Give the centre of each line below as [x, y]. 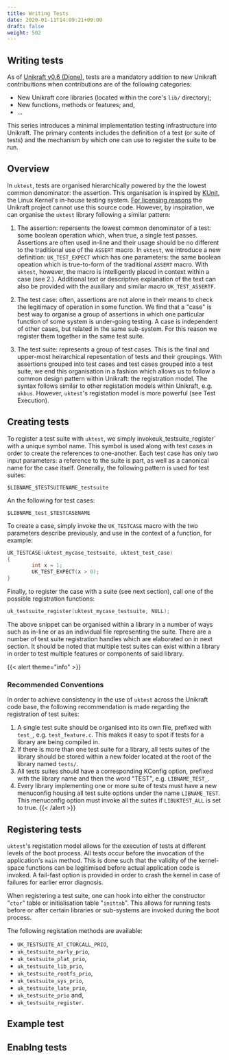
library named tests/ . [48, 764]
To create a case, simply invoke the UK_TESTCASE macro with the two [103, 525]
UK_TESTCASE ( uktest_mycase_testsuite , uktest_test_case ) [90, 553]
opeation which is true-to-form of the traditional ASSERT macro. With [112, 264]
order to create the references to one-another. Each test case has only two [113, 453]
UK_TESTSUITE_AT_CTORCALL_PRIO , [62, 944]
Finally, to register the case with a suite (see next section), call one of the [110, 592]
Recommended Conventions [56, 684]
